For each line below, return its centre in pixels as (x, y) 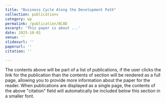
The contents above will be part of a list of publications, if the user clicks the (83, 69)
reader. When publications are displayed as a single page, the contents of (80, 85)
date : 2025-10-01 (23, 33)
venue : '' (15, 38)
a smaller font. (20, 96)
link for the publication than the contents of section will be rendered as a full (83, 75)
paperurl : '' (19, 47)
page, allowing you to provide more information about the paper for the (78, 80)
